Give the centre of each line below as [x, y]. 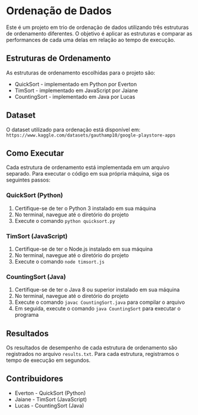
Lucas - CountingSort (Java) [49, 406]
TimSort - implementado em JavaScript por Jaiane [76, 90]
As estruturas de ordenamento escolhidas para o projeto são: [81, 73]
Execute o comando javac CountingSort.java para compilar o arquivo [100, 302]
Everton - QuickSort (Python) [50, 393]
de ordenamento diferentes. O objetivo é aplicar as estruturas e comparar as [99, 33]
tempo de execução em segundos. [48, 360]
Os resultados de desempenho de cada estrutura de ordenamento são [92, 348]
